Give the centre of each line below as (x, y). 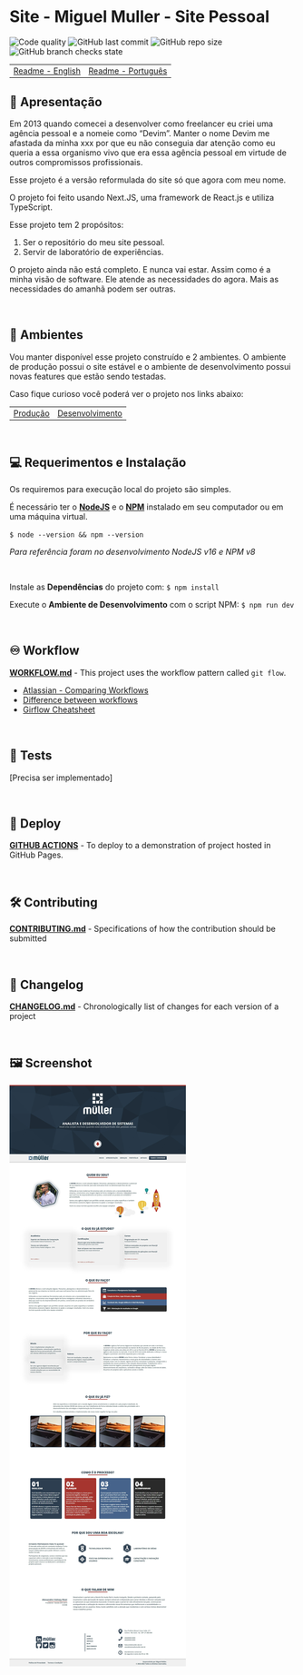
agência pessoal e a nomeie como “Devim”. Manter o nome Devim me (140, 133)
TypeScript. (31, 207)
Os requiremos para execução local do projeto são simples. (120, 489)
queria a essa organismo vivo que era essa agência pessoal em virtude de (148, 153)
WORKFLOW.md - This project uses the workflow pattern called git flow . (148, 672)
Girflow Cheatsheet (59, 709)
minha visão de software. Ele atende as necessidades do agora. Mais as (144, 279)
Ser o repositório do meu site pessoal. (93, 242)
